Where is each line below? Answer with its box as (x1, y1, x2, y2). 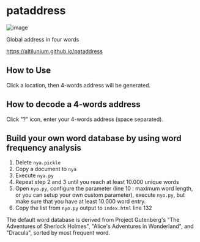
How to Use (6, 65, 51, 76)
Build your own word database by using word (6, 133, 182, 144)
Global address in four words (6, 35, 80, 43)
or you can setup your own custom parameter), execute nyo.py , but (15, 191, 185, 199)
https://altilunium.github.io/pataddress (6, 47, 103, 55)
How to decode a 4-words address (6, 99, 141, 110)
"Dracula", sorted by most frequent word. (6, 229, 111, 237)
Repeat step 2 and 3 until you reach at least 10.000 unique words (15, 178, 179, 186)
